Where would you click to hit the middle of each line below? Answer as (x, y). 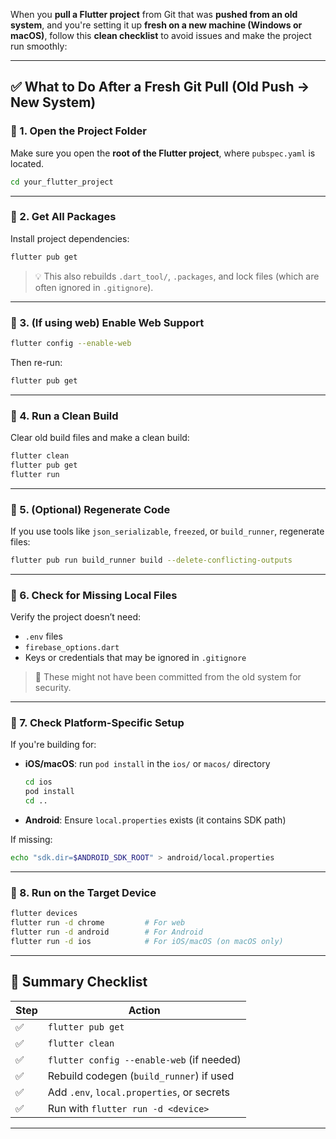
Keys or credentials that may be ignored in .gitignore (135, 658)
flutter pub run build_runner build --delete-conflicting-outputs (151, 560)
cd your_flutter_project (62, 182)
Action (144, 1010)
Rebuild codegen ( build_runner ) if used (141, 1076)
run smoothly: (39, 46)
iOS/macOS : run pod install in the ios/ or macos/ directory (147, 764)
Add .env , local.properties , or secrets (139, 1092)
